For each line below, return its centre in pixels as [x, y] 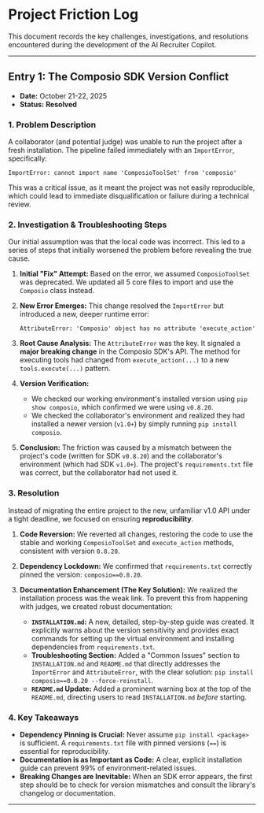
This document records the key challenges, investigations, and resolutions [128, 36]
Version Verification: [54, 384]
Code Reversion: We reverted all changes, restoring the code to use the [136, 534]
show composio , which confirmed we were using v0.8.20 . [122, 407]
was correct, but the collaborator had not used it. [99, 473]
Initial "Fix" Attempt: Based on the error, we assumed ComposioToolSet [134, 274]
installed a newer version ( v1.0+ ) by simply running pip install [134, 424]
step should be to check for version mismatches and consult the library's [137, 785]
